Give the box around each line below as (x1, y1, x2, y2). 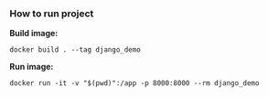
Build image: (9, 28, 59, 39)
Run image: (9, 62, 54, 73)
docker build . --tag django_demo (9, 45, 142, 54)
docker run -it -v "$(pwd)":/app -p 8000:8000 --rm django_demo (9, 79, 260, 88)
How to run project (9, 7, 94, 20)
